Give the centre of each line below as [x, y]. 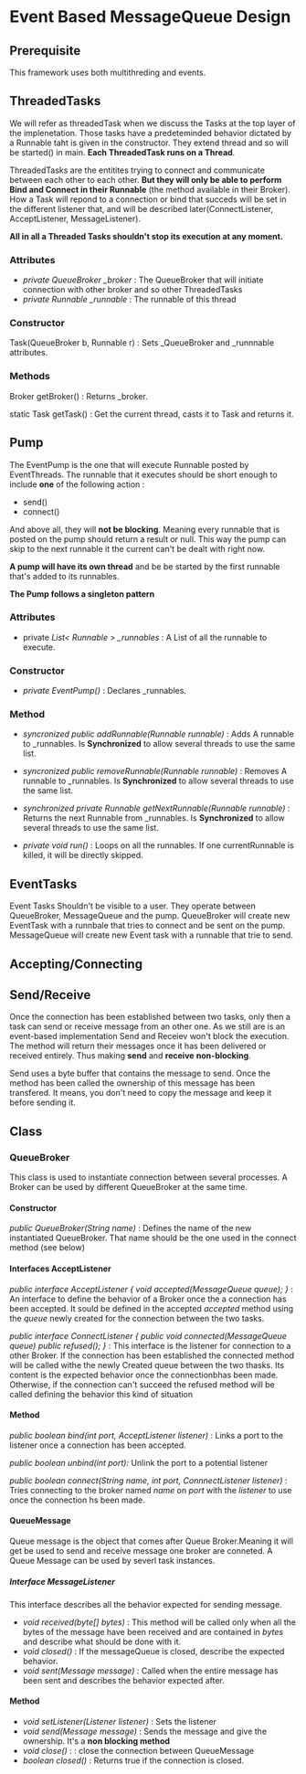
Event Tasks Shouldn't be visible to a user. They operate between [132, 906]
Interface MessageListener [63, 1581]
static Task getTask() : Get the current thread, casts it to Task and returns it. [152, 414]
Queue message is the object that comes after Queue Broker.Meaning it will [152, 1541]
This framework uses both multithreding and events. [108, 72]
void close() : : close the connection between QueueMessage [138, 1751]
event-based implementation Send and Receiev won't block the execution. [149, 1036]
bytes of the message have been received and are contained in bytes [153, 1631]
